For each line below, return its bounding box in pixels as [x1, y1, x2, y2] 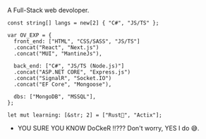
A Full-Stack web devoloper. [7, 6, 90, 14]
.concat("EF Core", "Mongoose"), [13, 81, 112, 88]
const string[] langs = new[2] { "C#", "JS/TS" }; [7, 20, 159, 27]
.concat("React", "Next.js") [13, 44, 99, 51]
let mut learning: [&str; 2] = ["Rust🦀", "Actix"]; [7, 112, 162, 119]
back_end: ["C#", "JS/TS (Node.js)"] [13, 62, 125, 69]
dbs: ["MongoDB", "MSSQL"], [13, 93, 97, 100]
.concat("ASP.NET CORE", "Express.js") [13, 69, 131, 76]
